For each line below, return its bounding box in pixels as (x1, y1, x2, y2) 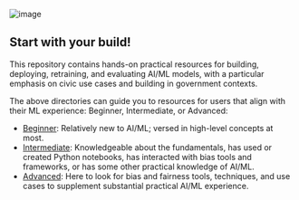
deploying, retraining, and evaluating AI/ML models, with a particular (9, 68, 265, 79)
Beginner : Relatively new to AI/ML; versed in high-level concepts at (22, 122, 274, 133)
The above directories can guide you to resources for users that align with (9, 95, 286, 106)
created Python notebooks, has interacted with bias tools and (22, 151, 252, 162)
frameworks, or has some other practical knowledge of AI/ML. (22, 161, 256, 172)
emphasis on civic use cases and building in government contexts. (9, 78, 258, 89)
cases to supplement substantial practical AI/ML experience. (22, 180, 249, 191)
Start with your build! (9, 34, 131, 50)
